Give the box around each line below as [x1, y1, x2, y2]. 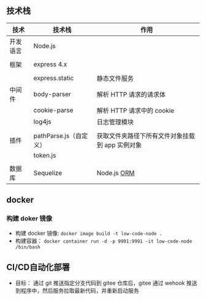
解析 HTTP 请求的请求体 [96, 90, 166, 99]
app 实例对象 [104, 140, 142, 149]
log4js [33, 117, 51, 126]
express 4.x [33, 60, 67, 69]
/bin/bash [15, 244, 41, 250]
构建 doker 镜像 [6, 214, 53, 223]
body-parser [33, 89, 72, 98]
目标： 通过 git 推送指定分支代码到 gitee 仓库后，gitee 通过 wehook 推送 [15, 279, 197, 287]
